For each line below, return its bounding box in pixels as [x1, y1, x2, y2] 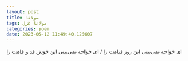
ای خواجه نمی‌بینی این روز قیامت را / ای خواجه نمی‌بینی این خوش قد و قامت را [6, 48, 182, 55]
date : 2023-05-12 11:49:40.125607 [6, 31, 93, 37]
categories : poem [6, 25, 50, 32]
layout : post [6, 8, 39, 15]
